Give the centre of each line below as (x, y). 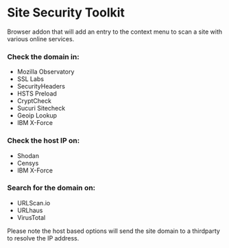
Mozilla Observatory (46, 72)
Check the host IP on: (44, 141)
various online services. (41, 38)
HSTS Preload (37, 93)
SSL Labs (31, 79)
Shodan (28, 155)
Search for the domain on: (51, 188)
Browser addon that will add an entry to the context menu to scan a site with (115, 32)
